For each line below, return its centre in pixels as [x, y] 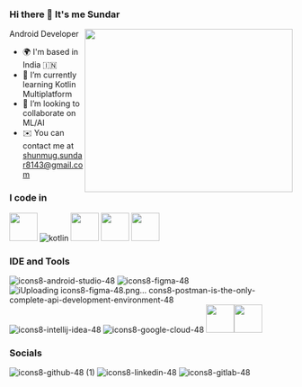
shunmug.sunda [52, 156]
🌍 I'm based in [50, 52]
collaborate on [49, 113]
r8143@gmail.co [53, 165]
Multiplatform [47, 94]
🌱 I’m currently [49, 75]
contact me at [48, 146]
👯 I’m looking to [51, 103]
